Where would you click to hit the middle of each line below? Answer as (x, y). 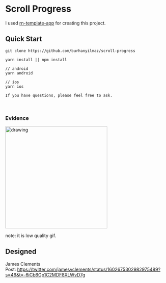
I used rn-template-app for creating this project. (56, 23)
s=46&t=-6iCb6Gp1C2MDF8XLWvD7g (45, 275)
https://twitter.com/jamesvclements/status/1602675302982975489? (89, 269)
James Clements (23, 264)
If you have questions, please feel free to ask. (59, 95)
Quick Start (24, 39)
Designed (21, 252)
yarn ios (15, 86)
